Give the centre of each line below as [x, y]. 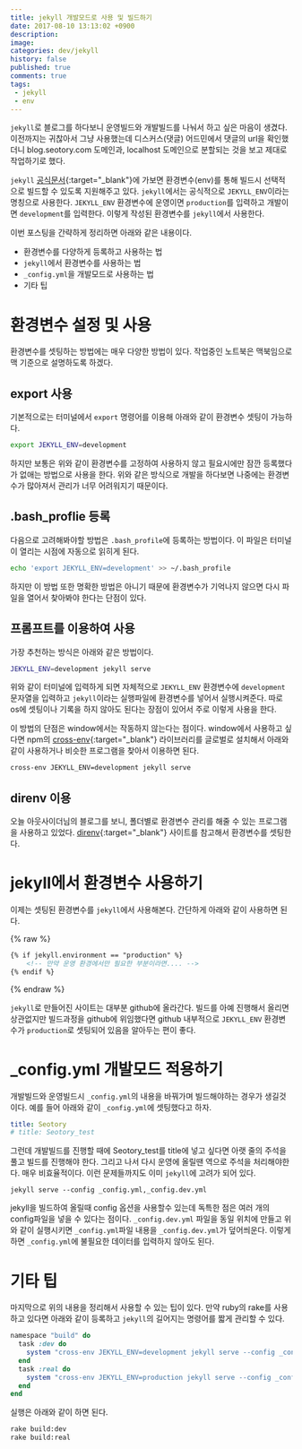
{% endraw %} [38, 989]
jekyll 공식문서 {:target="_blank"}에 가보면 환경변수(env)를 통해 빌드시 [136, 180]
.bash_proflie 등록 [60, 517]
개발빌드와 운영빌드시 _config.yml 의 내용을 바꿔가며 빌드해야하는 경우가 [137, 1096]
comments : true [39, 76]
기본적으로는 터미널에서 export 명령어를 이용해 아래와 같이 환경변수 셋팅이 [139, 417]
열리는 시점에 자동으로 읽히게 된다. [79, 551]
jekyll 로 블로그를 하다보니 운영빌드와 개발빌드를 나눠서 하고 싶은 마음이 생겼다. [149, 127]
